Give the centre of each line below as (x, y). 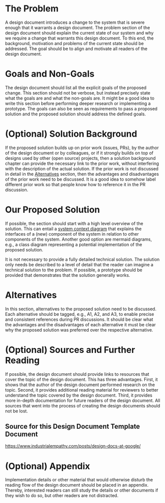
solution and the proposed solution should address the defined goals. (76, 114)
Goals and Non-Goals (50, 74)
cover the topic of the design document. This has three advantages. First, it (82, 379)
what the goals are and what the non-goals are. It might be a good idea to (80, 98)
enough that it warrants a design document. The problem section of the (78, 27)
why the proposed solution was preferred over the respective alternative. (79, 330)
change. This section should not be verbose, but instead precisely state (78, 93)
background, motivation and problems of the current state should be (74, 43)
